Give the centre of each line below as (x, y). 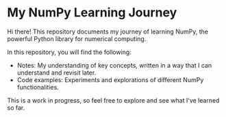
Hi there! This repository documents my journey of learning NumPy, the (108, 31)
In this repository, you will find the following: (69, 52)
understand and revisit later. (56, 73)
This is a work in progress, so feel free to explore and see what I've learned (113, 100)
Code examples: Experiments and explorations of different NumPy (110, 79)
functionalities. (38, 87)
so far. (16, 107)
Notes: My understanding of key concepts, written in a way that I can (114, 65)
